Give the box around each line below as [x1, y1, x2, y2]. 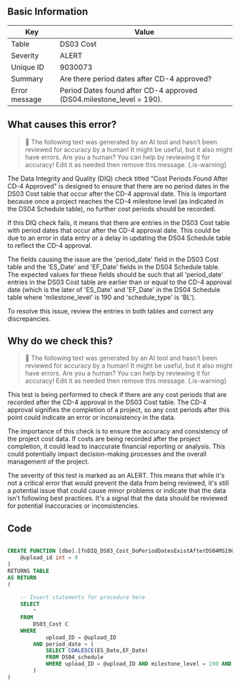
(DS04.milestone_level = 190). [59, 94, 163, 104]
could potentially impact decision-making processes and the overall [7, 450, 207, 458]
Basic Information [7, 6, 89, 18]
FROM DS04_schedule [45, 653, 104, 661]
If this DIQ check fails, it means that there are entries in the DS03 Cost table [7, 218, 230, 227]
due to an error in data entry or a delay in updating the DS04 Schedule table [7, 234, 231, 242]
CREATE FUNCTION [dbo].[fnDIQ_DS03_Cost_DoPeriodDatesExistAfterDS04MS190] [7, 548, 238, 555]
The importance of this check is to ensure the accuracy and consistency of [7, 427, 229, 436]
